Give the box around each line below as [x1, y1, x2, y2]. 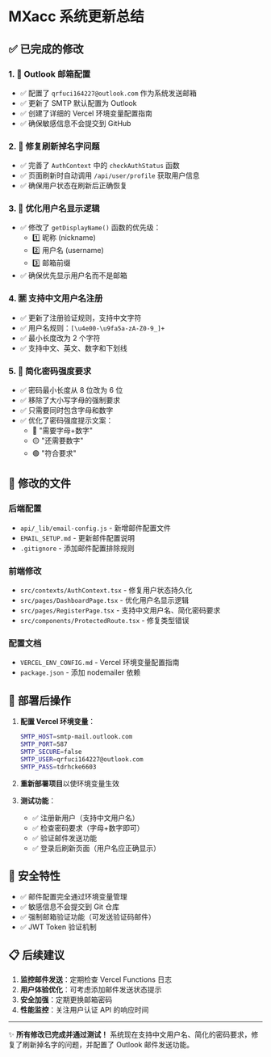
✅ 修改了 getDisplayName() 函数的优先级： [19, 223, 161, 233]
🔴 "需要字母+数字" [31, 426, 94, 436]
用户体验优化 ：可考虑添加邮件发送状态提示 [19, 985, 162, 995]
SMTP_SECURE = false [19, 747, 82, 756]
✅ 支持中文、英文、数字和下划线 [19, 343, 127, 352]
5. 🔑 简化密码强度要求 [8, 365, 92, 377]
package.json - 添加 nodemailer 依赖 [19, 667, 141, 677]
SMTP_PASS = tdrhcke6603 [19, 763, 97, 771]
